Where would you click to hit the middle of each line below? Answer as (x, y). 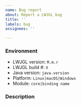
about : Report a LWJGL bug (34, 15)
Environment (22, 51)
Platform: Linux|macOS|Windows (44, 78)
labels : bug (18, 24)
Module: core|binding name (41, 84)
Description (20, 97)
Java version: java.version (41, 73)
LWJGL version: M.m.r (35, 62)
